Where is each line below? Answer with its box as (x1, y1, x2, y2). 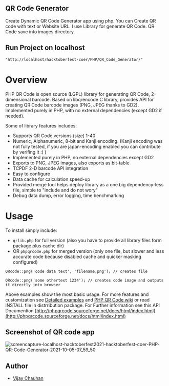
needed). (5, 113, 25, 119)
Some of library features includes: (5, 122, 77, 128)
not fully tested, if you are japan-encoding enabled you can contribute (12, 143, 161, 149)
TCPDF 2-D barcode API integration (12, 165, 89, 171)
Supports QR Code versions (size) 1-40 (12, 133, 96, 139)
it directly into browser (5, 282, 60, 287)
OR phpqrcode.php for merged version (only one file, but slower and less (12, 248, 164, 254)
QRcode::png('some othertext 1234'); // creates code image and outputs (5, 277, 164, 283)
